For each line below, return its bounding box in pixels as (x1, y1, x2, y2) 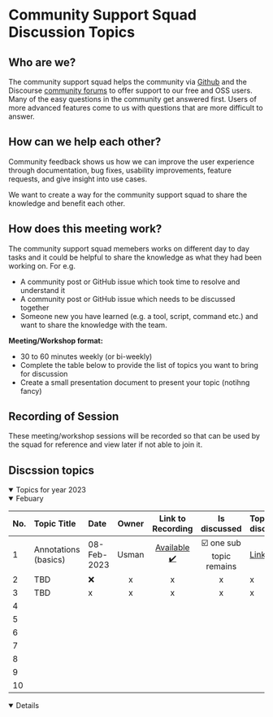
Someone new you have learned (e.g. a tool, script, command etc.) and (19, 311, 258, 321)
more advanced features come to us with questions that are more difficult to (8, 103, 263, 112)
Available (155, 542, 190, 553)
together (19, 303, 50, 313)
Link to (158, 513, 187, 524)
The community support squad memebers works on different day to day (8, 243, 250, 253)
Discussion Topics (8, 23, 136, 42)
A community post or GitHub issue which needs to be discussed (19, 294, 236, 304)
